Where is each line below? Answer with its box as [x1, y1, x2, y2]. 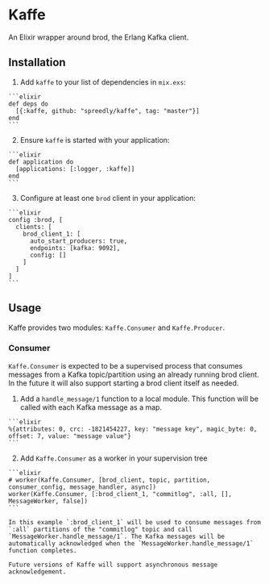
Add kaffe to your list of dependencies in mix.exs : [19, 77, 187, 86]
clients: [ [15, 223, 52, 231]
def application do [8, 157, 74, 166]
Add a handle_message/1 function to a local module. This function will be [19, 394, 259, 403]
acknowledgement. [8, 567, 67, 576]
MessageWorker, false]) [8, 497, 89, 505]
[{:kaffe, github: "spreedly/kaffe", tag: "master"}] [15, 106, 200, 115]
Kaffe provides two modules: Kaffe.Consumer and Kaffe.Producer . [8, 323, 226, 332]
